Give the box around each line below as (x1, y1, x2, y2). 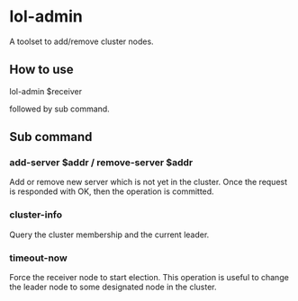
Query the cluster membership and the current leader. (9, 229, 210, 240)
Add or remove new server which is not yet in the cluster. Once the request (9, 177, 288, 188)
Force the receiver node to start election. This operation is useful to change (9, 272, 290, 283)
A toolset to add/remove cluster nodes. (9, 36, 155, 47)
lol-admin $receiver (9, 85, 83, 96)
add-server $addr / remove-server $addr (9, 156, 194, 169)
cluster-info (9, 208, 63, 221)
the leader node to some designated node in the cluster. (9, 281, 218, 293)
